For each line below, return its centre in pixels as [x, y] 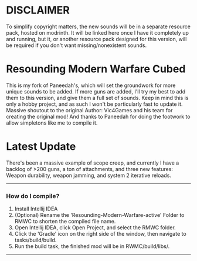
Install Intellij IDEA [36, 209]
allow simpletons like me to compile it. [52, 123]
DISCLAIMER [38, 10]
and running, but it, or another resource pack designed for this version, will [96, 39]
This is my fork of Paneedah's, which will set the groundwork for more [91, 85]
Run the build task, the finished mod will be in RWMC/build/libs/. [92, 246]
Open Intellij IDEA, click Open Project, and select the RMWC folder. [95, 227]
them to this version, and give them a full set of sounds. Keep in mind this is [97, 98]
